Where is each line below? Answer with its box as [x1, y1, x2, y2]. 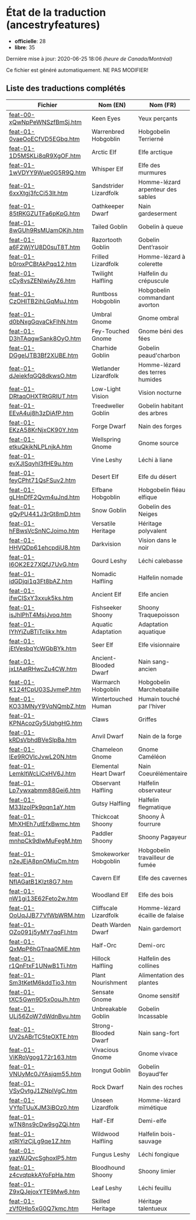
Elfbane [91, 485, 113, 494]
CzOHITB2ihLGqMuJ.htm [9, 297, 79, 305]
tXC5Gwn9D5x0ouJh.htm [9, 995, 80, 1003]
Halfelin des [138, 954, 171, 962]
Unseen [91, 1096, 113, 1104]
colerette [138, 260, 163, 268]
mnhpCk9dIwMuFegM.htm [9, 836, 83, 845]
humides [138, 375, 162, 383]
